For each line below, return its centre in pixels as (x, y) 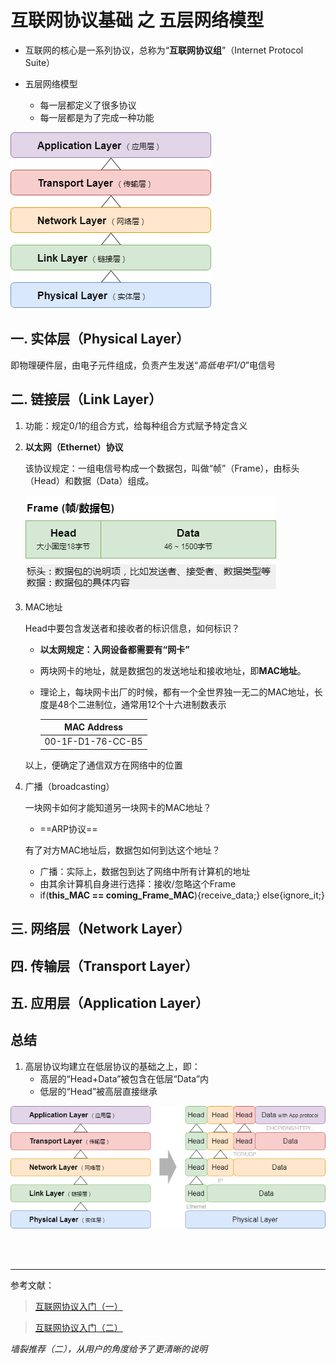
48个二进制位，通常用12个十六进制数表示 (142, 704)
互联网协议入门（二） (78, 1328)
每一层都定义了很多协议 (88, 105)
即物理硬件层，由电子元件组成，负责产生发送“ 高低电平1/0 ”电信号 (143, 365)
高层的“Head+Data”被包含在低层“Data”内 (124, 1078)
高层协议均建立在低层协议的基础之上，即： (112, 1066)
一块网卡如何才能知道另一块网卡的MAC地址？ (118, 807)
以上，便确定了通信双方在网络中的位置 (103, 765)
